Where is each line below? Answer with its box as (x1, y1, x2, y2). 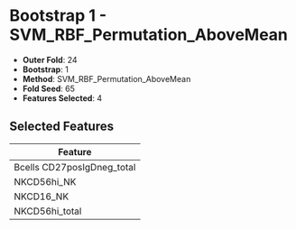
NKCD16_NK (14, 190, 69, 203)
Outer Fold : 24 (22, 54, 79, 65)
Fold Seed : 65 (22, 83, 75, 94)
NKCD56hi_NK (14, 175, 77, 188)
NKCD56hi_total (14, 205, 82, 217)
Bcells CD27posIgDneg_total (14, 160, 136, 173)
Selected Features (9, 119, 115, 134)
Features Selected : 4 (22, 92, 102, 104)
